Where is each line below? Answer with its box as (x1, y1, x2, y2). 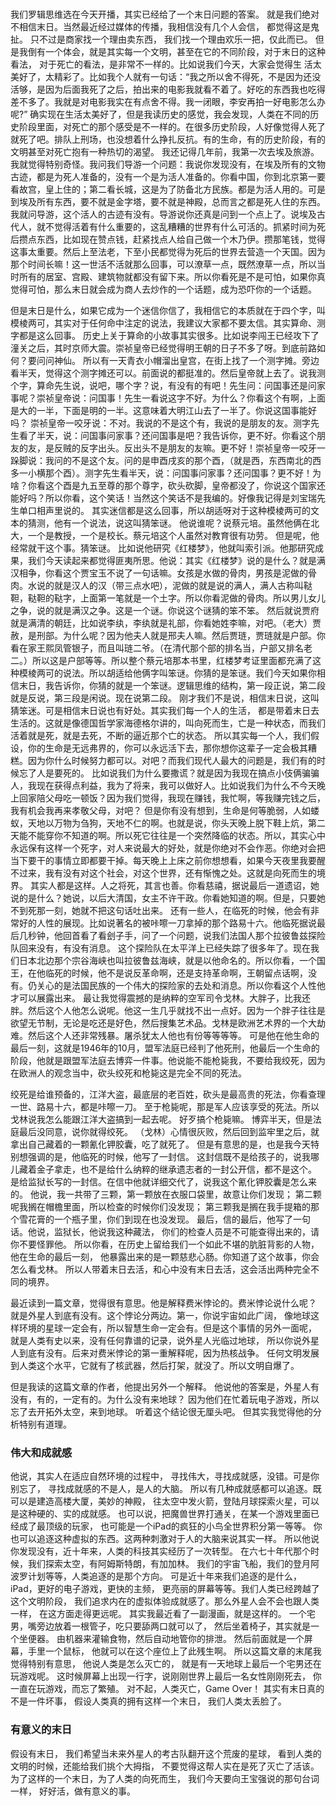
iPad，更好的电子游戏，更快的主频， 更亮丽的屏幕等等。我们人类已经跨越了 (10, 1583, 320, 1595)
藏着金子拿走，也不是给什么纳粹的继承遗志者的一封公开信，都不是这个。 (18, 1163, 317, 1175)
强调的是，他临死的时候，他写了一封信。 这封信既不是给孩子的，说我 (27, 1150, 311, 1162)
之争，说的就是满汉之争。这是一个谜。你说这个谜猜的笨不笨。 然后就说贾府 (10, 604, 320, 616)
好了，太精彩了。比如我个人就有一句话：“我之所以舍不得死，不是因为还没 (18, 70, 322, 82)
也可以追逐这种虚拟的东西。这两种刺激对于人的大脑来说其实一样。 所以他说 (10, 1533, 320, 1545)
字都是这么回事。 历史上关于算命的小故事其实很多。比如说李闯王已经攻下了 (10, 329, 320, 341)
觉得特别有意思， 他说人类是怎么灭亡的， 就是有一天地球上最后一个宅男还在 (10, 1658, 322, 1670)
